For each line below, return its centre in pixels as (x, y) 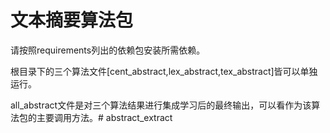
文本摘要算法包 (72, 20)
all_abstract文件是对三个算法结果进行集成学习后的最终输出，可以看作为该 (161, 105)
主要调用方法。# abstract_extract (104, 117)
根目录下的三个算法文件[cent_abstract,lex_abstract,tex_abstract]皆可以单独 (164, 71)
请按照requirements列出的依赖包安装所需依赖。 (108, 50)
